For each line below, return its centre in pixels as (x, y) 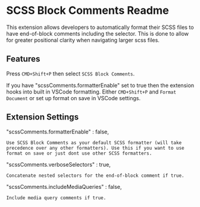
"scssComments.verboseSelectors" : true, (58, 164)
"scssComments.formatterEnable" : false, (58, 132)
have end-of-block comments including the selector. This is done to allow (98, 33)
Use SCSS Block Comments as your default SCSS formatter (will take (94, 142)
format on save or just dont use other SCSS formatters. (79, 153)
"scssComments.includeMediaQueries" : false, (64, 186)
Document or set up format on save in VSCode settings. (73, 98)
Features (23, 59)
